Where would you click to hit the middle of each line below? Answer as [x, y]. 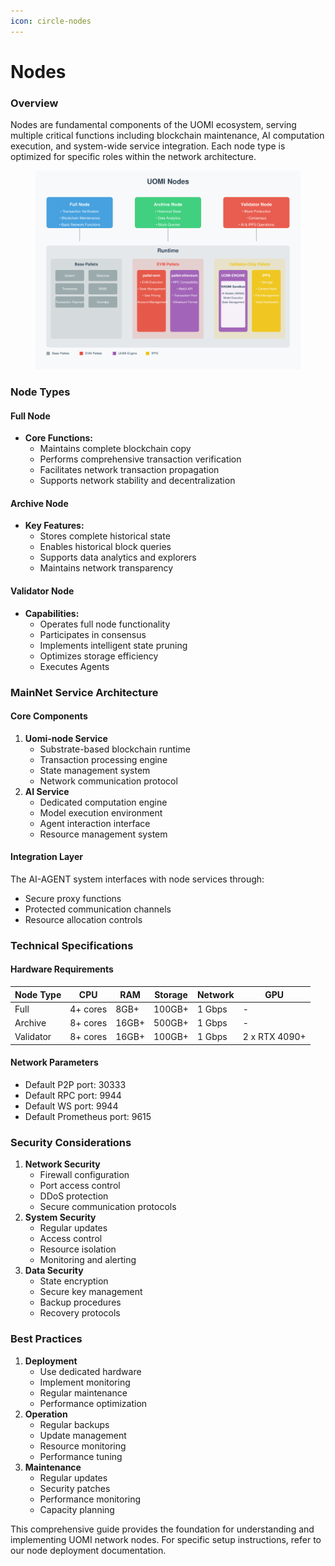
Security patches [75, 1488]
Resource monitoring [83, 1446]
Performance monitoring [90, 1499]
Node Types [40, 392]
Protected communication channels [98, 909]
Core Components [49, 716]
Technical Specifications [72, 945]
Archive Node [39, 503]
